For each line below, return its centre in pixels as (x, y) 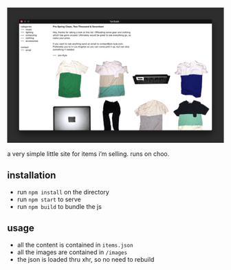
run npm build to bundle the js (59, 206)
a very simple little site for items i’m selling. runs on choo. (88, 154)
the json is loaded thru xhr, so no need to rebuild (86, 259)
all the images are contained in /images (72, 252)
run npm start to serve (49, 199)
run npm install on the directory (63, 192)
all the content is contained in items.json (75, 245)
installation (32, 176)
